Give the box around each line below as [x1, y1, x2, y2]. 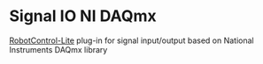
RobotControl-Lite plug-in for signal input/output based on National [9, 35, 254, 46]
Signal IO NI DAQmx [9, 6, 157, 26]
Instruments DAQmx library [9, 44, 108, 54]
